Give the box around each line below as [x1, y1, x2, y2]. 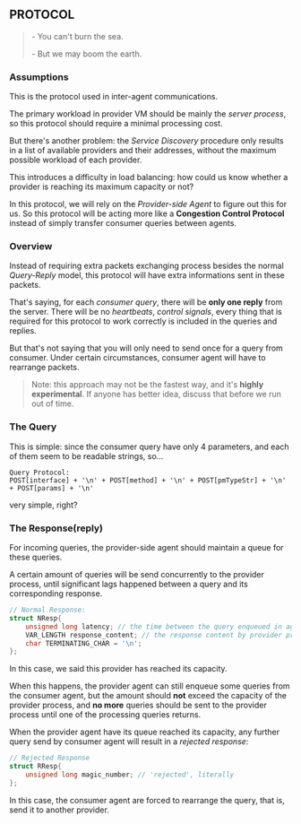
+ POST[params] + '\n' [9, 483, 94, 492]
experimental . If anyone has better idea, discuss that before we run [30, 389, 282, 400]
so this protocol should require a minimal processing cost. [9, 118, 223, 129]
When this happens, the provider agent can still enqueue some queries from [9, 681, 290, 691]
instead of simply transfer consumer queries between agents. [9, 218, 237, 229]
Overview [9, 240, 53, 253]
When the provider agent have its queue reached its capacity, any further [9, 726, 280, 738]
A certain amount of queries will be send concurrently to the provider [9, 569, 264, 579]
